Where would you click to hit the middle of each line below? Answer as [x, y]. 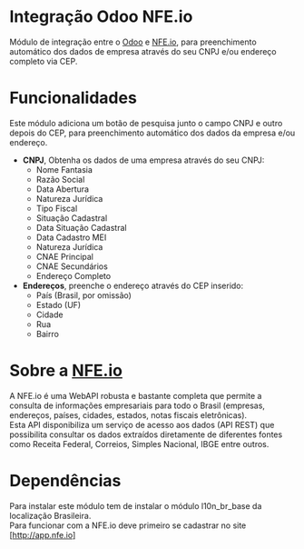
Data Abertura [62, 189]
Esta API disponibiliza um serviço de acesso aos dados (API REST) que [142, 424]
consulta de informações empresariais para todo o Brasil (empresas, [137, 405]
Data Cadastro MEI [71, 237]
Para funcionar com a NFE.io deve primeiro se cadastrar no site [128, 525]
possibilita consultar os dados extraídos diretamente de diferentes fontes [146, 434]
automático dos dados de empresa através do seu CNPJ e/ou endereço [143, 51]
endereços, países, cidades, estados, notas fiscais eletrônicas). [128, 414]
